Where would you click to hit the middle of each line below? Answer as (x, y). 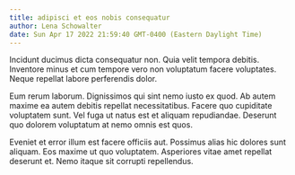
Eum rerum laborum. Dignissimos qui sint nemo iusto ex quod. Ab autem (143, 96)
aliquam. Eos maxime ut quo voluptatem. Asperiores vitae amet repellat (141, 152)
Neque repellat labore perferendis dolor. (83, 79)
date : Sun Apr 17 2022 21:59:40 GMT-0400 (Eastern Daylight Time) (136, 34)
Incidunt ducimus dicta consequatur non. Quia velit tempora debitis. (134, 60)
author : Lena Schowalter (56, 26)
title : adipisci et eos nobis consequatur (90, 17)
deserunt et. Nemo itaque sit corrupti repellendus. (102, 162)
